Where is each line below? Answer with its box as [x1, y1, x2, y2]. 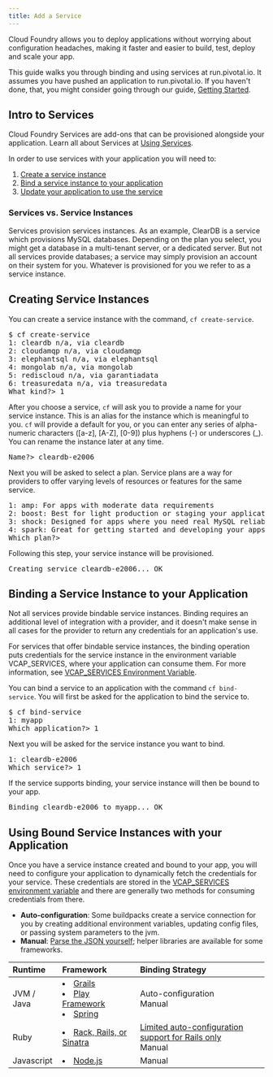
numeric [8, 428, 37, 437]
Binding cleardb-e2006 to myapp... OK [8, 802, 163, 812]
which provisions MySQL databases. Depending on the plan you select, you [8, 234, 262, 244]
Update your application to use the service [19, 187, 163, 197]
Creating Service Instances [8, 293, 149, 306]
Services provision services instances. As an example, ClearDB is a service [8, 225, 261, 236]
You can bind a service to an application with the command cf [8, 684, 216, 693]
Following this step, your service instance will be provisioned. [8, 548, 214, 558]
